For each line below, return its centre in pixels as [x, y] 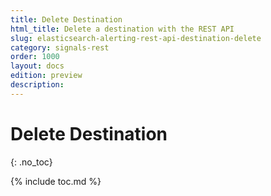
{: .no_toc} [31, 162]
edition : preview [46, 76]
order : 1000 [35, 57]
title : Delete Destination [66, 19]
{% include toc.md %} [56, 181]
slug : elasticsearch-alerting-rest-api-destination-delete [136, 38]
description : [37, 85]
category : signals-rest [60, 47]
